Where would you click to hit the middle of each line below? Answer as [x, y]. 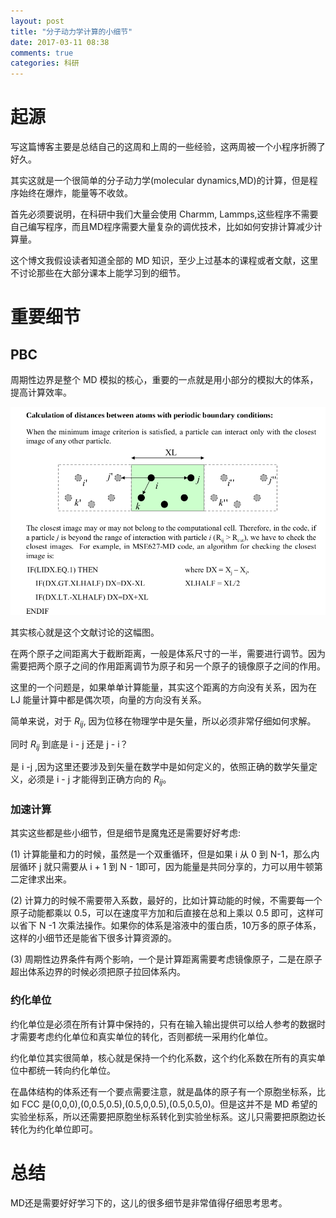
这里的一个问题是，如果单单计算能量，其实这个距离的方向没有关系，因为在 [163, 687]
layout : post [37, 21]
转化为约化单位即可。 [54, 1129]
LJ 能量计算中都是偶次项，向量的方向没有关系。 [108, 699]
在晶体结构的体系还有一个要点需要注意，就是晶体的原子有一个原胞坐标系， [163, 1091]
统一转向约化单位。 [76, 1070]
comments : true [42, 53]
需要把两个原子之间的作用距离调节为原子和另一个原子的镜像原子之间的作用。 [168, 666]
